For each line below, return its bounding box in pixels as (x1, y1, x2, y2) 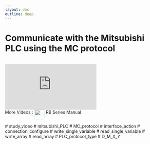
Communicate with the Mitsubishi (5, 32, 145, 44)
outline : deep (5, 12, 34, 16)
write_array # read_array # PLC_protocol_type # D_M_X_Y (5, 134, 121, 140)
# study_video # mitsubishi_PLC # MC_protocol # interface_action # (5, 123, 140, 129)
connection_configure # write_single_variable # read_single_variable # (5, 128, 145, 134)
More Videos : (5, 110, 33, 115)
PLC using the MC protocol (5, 43, 115, 54)
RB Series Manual (45, 110, 81, 115)
